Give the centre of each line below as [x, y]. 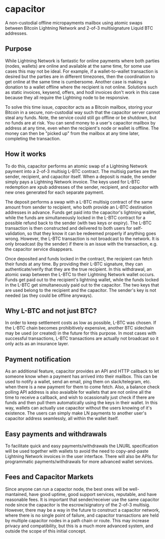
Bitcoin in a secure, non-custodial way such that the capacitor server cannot [82, 112]
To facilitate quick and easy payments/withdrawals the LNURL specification [82, 446]
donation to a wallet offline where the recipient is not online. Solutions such [81, 87]
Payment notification [38, 359]
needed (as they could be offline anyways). [49, 295]
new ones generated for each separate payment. [55, 192]
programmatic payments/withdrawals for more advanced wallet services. [79, 461]
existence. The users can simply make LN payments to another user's [76, 413]
